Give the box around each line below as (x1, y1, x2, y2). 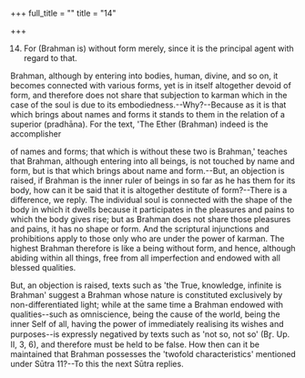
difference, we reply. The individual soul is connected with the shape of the (10, 195, 292, 205)
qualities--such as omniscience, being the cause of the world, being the (10, 309, 280, 320)
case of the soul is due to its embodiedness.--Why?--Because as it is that (10, 99, 287, 110)
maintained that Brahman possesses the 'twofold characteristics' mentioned (10, 349, 297, 359)
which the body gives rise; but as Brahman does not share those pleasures (10, 214, 291, 224)
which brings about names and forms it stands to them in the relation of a (10, 109, 286, 119)
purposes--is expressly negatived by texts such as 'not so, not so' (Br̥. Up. (10, 329, 290, 340)
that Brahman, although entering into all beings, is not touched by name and (10, 156, 295, 167)
